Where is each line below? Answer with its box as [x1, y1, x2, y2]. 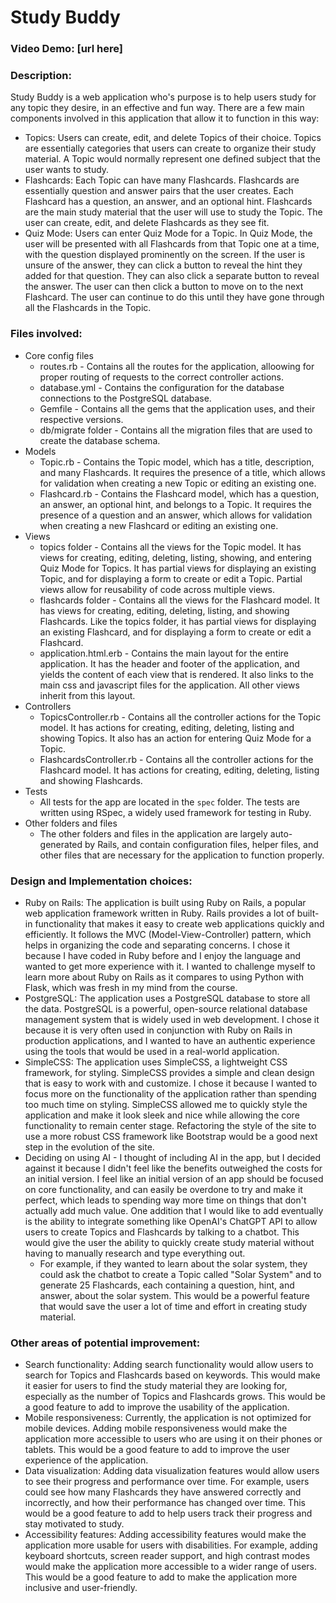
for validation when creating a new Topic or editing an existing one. [39, 477, 317, 489]
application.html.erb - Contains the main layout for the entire [39, 647, 289, 659]
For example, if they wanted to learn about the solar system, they [39, 1258, 308, 1270]
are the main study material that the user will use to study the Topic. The [24, 206, 323, 218]
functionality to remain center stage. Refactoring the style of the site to [24, 1120, 317, 1131]
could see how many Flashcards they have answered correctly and [24, 1486, 302, 1498]
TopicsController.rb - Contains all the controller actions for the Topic [39, 711, 322, 723]
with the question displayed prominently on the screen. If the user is [24, 249, 306, 261]
